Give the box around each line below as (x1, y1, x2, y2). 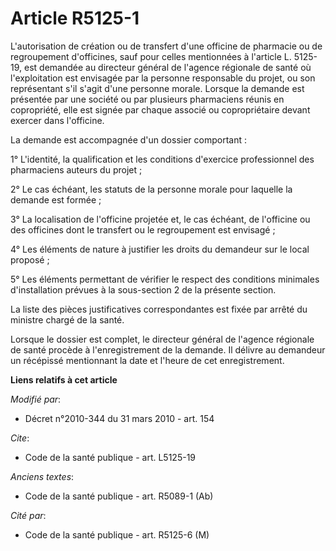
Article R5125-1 (10, 7, 140, 30)
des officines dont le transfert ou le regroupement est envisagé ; (10, 223, 276, 236)
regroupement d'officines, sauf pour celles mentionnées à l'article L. (10, 50, 292, 62)
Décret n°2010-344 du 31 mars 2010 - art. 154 (24, 412, 215, 424)
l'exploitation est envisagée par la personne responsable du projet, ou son (10, 72, 316, 84)
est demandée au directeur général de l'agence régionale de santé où (23, 61, 312, 73)
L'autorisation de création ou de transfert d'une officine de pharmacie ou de (10, 40, 323, 52)
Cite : (10, 432, 30, 444)
